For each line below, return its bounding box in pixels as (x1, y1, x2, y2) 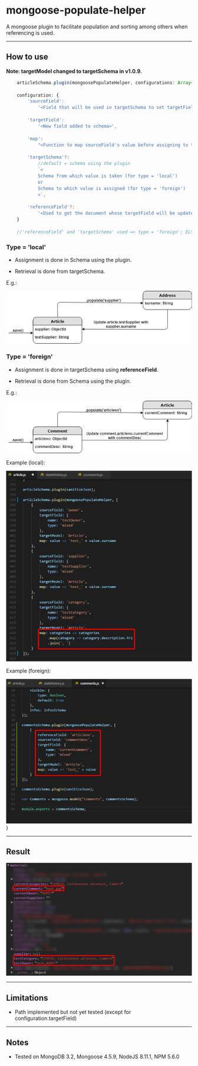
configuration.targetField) (14, 1015, 77, 1022)
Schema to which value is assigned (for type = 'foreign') (37, 185, 186, 192)
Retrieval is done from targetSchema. (14, 268, 105, 275)
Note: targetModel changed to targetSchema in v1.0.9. (6, 67, 143, 74)
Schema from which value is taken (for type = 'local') (37, 173, 178, 179)
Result (6, 847, 31, 857)
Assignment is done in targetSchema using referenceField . (14, 366, 159, 373)
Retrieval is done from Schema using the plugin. (14, 377, 131, 384)
